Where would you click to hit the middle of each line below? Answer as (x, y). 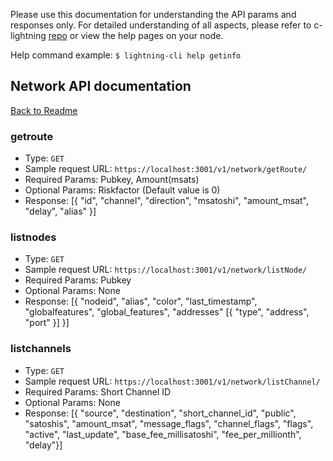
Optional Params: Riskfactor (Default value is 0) (122, 190)
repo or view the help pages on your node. (136, 35)
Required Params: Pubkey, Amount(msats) (112, 180)
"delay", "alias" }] (60, 211)
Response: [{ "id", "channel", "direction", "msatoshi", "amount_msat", (166, 201)
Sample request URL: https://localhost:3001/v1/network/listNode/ (166, 270)
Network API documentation (101, 86)
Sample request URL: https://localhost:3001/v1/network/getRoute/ (166, 169)
